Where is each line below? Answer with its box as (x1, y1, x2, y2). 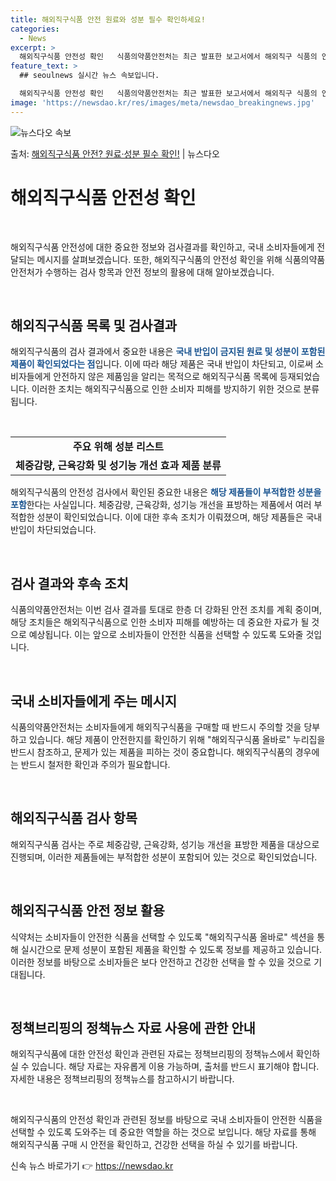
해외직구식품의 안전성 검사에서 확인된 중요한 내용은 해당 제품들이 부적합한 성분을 (10, 486, 322, 498)
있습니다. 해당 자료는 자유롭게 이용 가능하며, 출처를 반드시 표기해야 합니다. (31, 1061, 320, 1073)
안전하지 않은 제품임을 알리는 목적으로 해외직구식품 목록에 (53, 371, 278, 383)
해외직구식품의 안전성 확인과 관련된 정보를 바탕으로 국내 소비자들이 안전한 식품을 (10, 1114, 323, 1126)
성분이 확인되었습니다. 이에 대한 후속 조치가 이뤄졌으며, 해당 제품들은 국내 (36, 511, 323, 523)
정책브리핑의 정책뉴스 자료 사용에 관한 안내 (10, 1020, 256, 1037)
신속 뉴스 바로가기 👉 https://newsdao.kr (10, 1160, 174, 1172)
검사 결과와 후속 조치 (10, 575, 129, 592)
